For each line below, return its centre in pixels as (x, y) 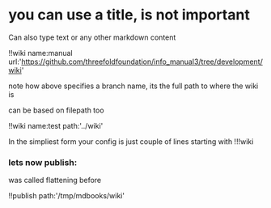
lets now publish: (43, 162)
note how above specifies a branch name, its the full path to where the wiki (133, 86)
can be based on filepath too (56, 110)
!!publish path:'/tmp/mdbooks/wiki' (67, 196)
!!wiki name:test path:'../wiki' (56, 125)
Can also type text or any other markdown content (92, 37)
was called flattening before (55, 180)
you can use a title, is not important (129, 15)
